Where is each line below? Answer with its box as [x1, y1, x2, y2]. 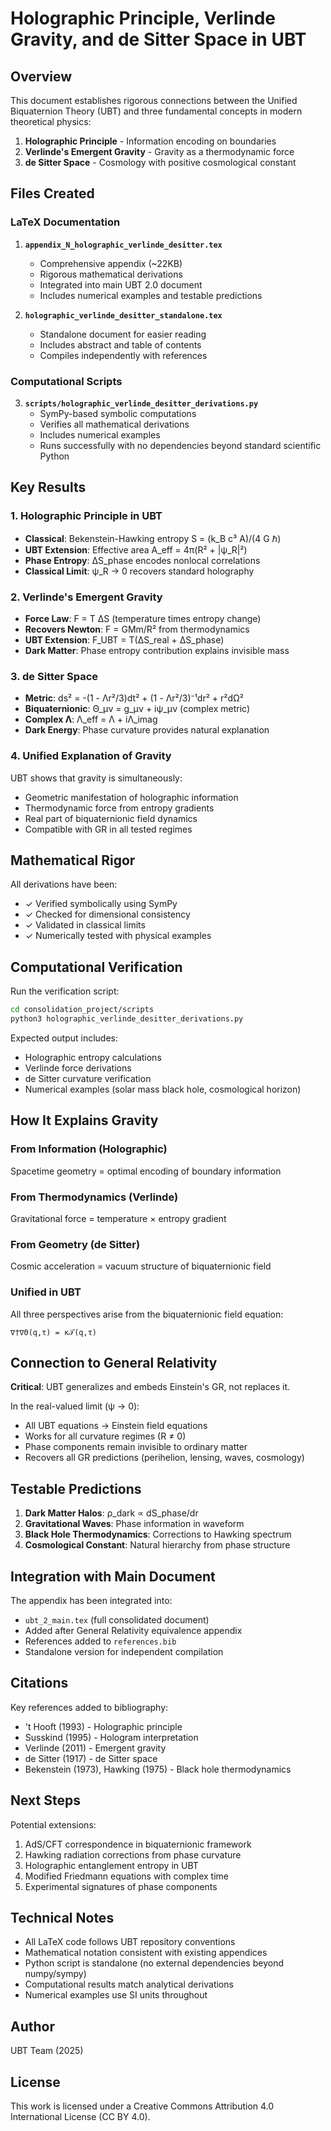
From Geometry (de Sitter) [10, 1237, 141, 1251]
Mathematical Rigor [10, 852, 136, 869]
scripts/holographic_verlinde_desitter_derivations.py [24, 398, 259, 409]
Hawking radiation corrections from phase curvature [24, 1848, 242, 1861]
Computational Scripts [10, 374, 123, 388]
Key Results [10, 479, 87, 496]
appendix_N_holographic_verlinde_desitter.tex [24, 240, 223, 250]
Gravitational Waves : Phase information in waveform [24, 1518, 245, 1530]
